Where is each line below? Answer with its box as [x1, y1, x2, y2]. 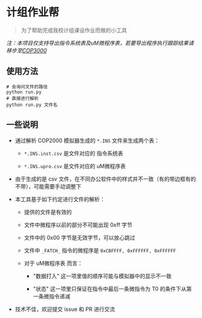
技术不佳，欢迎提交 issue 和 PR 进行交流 [14, 305, 116, 313]
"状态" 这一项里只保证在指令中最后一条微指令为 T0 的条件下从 [33, 285, 187, 292]
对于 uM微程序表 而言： [24, 260, 83, 267]
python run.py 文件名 [6, 102, 58, 108]
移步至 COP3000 [6, 46, 47, 54]
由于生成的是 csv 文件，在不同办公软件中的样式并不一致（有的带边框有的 [14, 175, 196, 182]
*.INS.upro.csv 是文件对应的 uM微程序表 [24, 162, 126, 169]
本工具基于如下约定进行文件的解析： [14, 195, 106, 202]
